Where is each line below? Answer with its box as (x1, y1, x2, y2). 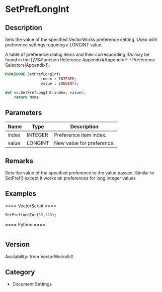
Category (5, 268, 35, 276)
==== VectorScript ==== (5, 203, 57, 209)
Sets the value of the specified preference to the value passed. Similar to (5, 170, 155, 175)
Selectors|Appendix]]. (5, 62, 50, 68)
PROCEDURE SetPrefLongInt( (5, 72, 61, 77)
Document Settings (12, 281, 52, 287)
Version (5, 240, 30, 249)
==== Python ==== (5, 221, 46, 227)
